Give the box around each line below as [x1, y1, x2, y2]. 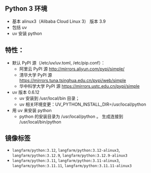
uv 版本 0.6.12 [12, 89, 40, 95]
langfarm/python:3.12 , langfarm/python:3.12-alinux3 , [12, 147, 120, 153]
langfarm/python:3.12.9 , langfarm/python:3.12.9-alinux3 [12, 152, 128, 158]
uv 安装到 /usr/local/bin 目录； [19, 95, 80, 101]
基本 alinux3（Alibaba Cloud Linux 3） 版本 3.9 [12, 18, 106, 24]
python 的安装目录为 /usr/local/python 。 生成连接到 [19, 113, 123, 119]
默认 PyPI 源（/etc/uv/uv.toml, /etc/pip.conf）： [12, 60, 106, 65]
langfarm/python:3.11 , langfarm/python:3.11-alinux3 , [12, 157, 120, 163]
